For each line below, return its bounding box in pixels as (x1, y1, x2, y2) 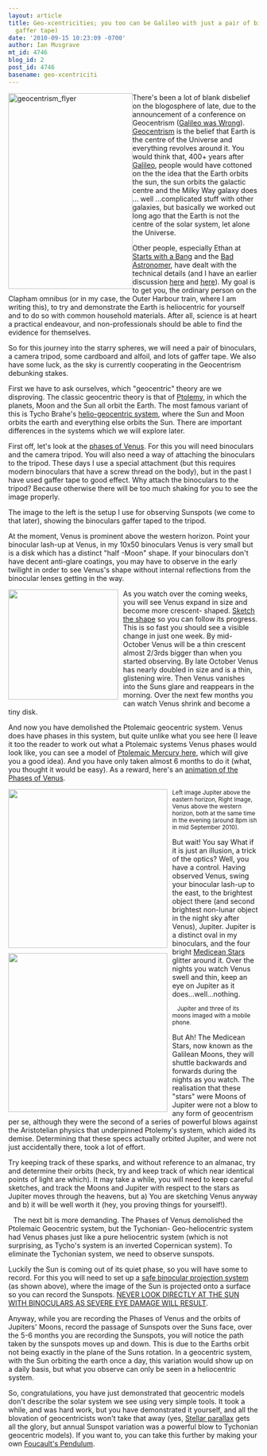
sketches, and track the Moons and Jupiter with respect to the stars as (8, 1183, 240, 1192)
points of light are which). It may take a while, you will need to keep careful (8, 1174, 253, 1184)
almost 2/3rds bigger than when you (122, 648, 242, 657)
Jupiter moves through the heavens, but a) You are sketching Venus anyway (8, 1191, 258, 1201)
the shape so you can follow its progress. (122, 614, 258, 624)
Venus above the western (172, 802, 242, 811)
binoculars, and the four (172, 939, 251, 948)
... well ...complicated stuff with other (132, 194, 254, 203)
